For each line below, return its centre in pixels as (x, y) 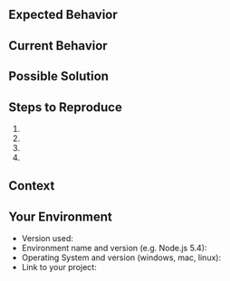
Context (32, 186)
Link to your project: (59, 267)
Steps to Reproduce (66, 107)
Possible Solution (59, 76)
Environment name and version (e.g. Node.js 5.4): (114, 248)
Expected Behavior (63, 15)
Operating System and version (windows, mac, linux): (121, 258)
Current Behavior (58, 46)
